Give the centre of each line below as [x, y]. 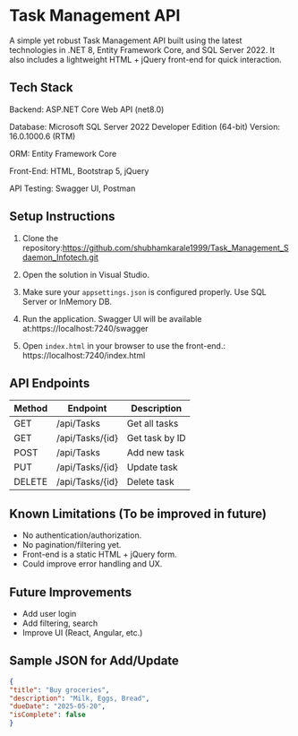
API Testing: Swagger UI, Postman [72, 188]
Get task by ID [156, 438]
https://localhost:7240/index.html [84, 355]
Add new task [156, 453]
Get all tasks [153, 424]
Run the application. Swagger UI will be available [112, 318]
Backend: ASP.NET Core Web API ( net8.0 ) [87, 109]
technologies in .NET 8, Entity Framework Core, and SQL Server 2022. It [142, 49]
